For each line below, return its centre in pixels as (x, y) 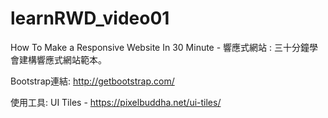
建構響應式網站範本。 (62, 59)
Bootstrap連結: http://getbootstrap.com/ (92, 81)
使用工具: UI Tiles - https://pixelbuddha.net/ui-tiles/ (116, 102)
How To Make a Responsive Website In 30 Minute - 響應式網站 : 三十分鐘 (160, 47)
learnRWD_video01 (90, 18)
